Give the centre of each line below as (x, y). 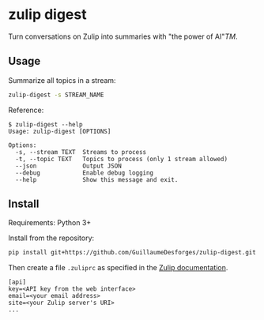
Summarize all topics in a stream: (62, 80)
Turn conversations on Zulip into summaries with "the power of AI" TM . (123, 36)
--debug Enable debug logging (85, 173)
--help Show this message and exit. (97, 179)
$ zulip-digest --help (45, 124)
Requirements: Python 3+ (50, 223)
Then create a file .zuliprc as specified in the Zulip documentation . (118, 268)
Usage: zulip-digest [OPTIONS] (60, 131)
